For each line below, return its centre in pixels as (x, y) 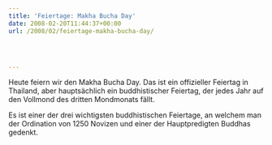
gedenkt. (24, 132)
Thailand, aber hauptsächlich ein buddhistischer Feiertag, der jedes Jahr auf (136, 91)
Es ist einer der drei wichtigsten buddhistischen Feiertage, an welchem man (135, 115)
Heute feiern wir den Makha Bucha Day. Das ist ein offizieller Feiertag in (129, 83)
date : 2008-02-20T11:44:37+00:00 (65, 23)
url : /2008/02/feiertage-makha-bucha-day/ (81, 31)
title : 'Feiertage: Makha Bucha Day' (72, 16)
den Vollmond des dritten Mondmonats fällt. (82, 100)
